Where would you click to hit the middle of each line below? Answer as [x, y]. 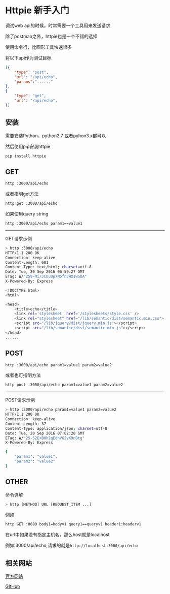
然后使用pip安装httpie [28, 146]
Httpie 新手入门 [37, 10]
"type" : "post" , [32, 72]
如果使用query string [27, 214]
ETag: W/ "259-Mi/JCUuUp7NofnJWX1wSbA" [46, 277]
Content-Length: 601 [27, 262]
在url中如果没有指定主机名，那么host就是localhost [57, 535]
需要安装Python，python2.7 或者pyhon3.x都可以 [56, 136]
